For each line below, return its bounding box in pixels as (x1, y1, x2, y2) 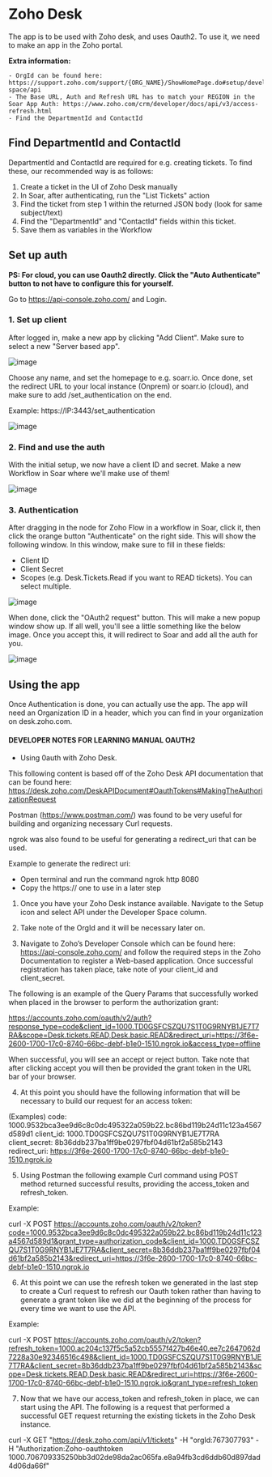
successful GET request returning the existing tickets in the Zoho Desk (19, 1411, 257, 1421)
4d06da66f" (8, 1461, 50, 1471)
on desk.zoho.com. (8, 717, 73, 726)
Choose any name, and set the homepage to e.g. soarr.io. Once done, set (8, 372, 253, 382)
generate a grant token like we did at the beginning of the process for (19, 1295, 253, 1305)
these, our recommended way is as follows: (8, 166, 154, 176)
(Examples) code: (8, 1112, 67, 1122)
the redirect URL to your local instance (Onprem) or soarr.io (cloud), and (8, 381, 249, 391)
